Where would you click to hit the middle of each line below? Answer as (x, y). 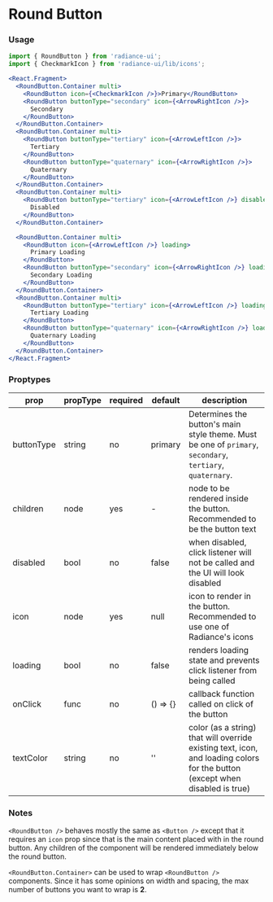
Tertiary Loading (59, 313)
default (166, 400)
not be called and (221, 563)
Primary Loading (57, 252)
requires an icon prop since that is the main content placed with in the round (136, 839)
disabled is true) (219, 788)
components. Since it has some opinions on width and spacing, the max (129, 881)
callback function (221, 694)
